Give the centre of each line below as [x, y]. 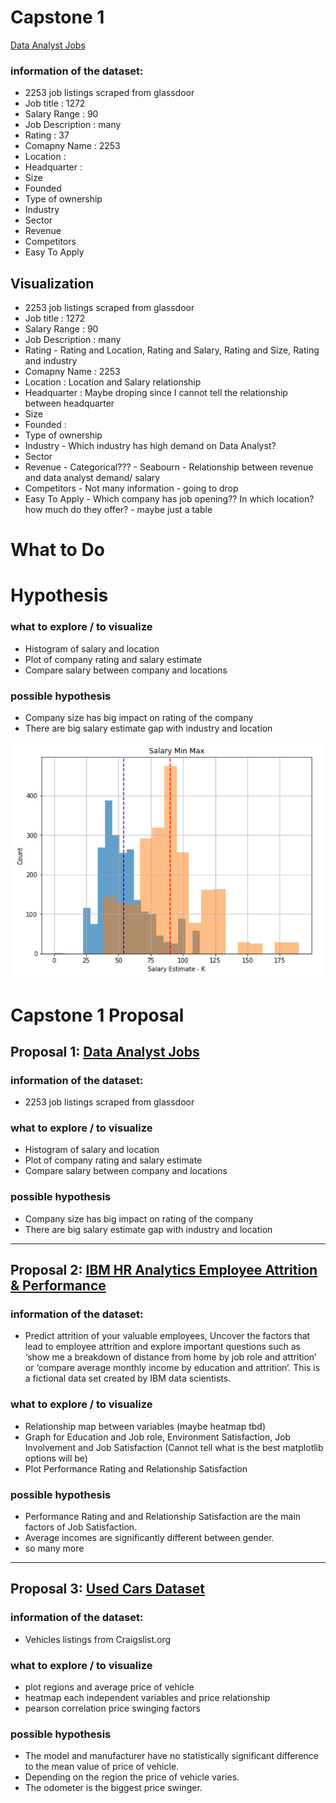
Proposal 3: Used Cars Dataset [107, 1589]
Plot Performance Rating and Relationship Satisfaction [136, 1468]
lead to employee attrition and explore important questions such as [162, 1347]
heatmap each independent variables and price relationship [147, 1698]
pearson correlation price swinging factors [112, 1708]
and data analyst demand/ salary [92, 478]
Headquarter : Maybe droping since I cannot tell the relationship [156, 393]
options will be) [56, 1458]
